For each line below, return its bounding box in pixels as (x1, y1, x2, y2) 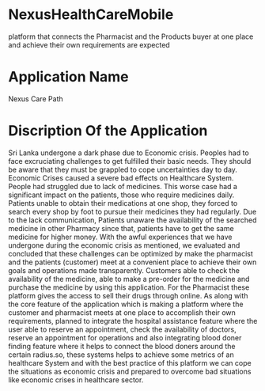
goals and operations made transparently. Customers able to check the (8, 265, 240, 275)
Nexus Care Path (8, 93, 63, 104)
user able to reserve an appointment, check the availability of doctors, (8, 325, 237, 334)
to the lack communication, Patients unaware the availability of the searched (8, 215, 257, 225)
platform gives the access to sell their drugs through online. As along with (8, 290, 248, 300)
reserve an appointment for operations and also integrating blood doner (8, 332, 242, 342)
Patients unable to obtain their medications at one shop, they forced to (8, 198, 238, 207)
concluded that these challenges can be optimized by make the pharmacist (8, 249, 253, 258)
